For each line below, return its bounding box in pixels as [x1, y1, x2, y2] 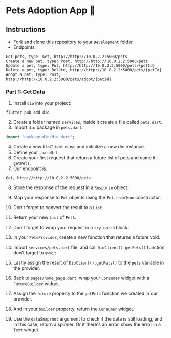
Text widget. [13, 327, 40, 333]
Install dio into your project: [13, 100, 71, 106]
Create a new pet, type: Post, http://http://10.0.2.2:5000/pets [6, 59, 148, 64]
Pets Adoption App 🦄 [6, 5, 96, 16]
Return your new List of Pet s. [13, 214, 76, 220]
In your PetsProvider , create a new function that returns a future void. [13, 234, 161, 240]
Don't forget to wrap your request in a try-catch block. [13, 224, 130, 231]
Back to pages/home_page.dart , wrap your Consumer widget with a [13, 275, 150, 281]
